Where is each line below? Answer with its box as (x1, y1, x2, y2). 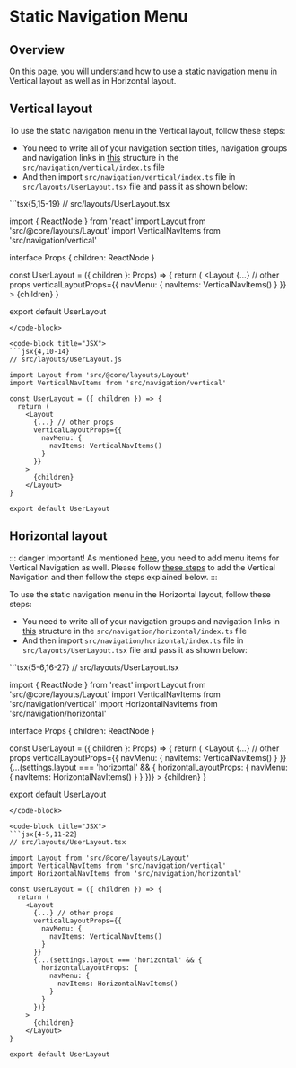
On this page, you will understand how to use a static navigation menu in (9, 66, 278, 76)
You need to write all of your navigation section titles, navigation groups (22, 142, 288, 154)
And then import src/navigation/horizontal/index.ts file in (22, 635, 244, 646)
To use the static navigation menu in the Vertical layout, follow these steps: (9, 125, 286, 136)
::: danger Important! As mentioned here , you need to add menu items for (9, 552, 280, 563)
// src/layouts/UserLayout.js (9, 355, 123, 364)
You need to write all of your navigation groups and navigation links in (22, 615, 281, 626)
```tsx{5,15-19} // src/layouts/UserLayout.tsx (9, 198, 170, 208)
